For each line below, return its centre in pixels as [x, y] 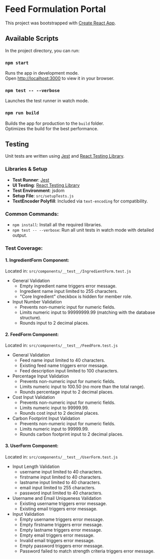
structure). [30, 318]
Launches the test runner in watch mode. [47, 101]
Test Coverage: [24, 248]
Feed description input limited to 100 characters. [69, 371]
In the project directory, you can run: [42, 50]
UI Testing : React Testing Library [46, 185]
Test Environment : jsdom [38, 190]
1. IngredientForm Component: [37, 260]
